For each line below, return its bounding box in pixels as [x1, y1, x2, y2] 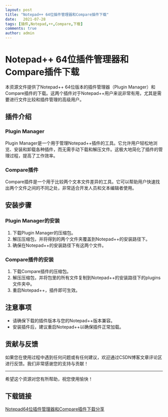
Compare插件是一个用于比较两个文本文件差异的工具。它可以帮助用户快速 [5, 179, 156, 185]
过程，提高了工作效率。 [9, 153, 58, 159]
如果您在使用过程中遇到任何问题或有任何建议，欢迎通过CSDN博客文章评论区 [5, 354, 162, 360]
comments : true [5, 26, 37, 31]
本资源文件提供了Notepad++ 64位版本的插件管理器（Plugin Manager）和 [5, 84, 156, 90]
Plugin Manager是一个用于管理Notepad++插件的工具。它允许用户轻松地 [5, 140, 153, 146]
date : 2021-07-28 [5, 17, 46, 22]
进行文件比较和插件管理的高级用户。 [9, 96, 84, 102]
